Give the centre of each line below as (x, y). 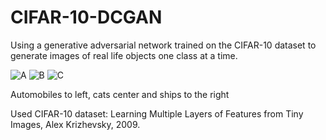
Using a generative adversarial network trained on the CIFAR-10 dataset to (163, 45)
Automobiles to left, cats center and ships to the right (120, 94)
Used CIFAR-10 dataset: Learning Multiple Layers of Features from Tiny (157, 113)
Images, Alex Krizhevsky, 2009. (75, 124)
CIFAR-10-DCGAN (86, 17)
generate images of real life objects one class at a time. (124, 55)
